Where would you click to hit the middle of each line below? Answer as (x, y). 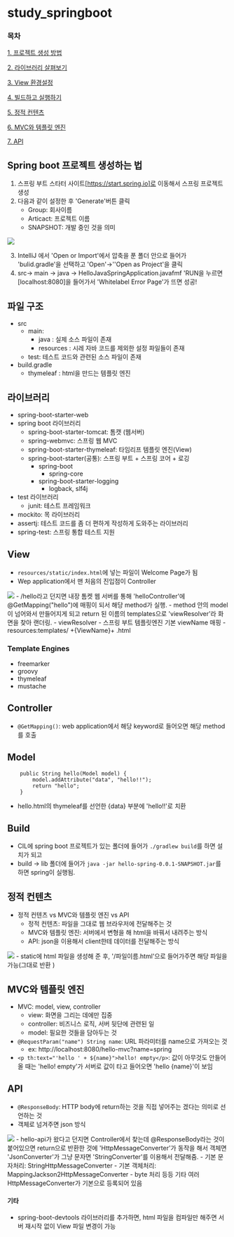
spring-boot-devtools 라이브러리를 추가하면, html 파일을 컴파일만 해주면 (117, 1217)
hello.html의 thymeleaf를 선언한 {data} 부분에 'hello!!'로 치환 (102, 806)
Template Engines (39, 648)
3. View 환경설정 (30, 83)
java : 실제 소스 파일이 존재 (75, 339)
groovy (28, 672)
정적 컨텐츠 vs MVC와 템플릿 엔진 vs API (73, 915)
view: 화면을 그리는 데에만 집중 (70, 1015)
